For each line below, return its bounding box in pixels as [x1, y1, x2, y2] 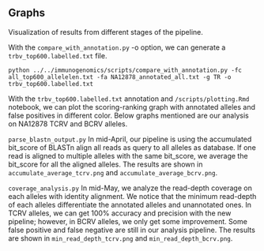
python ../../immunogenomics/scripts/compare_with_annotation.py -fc [8, 66, 243, 74]
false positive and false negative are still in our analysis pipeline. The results [8, 225, 255, 234]
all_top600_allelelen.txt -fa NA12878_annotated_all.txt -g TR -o [8, 73, 232, 81]
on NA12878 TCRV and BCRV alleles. [8, 118, 128, 129]
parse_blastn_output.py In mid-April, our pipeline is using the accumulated [8, 134, 252, 144]
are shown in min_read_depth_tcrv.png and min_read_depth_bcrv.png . [8, 233, 233, 243]
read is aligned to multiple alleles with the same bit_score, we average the [8, 151, 248, 160]
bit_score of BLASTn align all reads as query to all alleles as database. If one [8, 142, 257, 152]
